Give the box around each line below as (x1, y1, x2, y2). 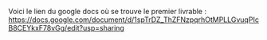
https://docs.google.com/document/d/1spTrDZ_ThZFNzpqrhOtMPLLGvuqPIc (8, 15, 259, 24)
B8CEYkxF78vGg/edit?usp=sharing (8, 24, 125, 32)
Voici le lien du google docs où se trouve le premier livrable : (8, 7, 207, 16)
